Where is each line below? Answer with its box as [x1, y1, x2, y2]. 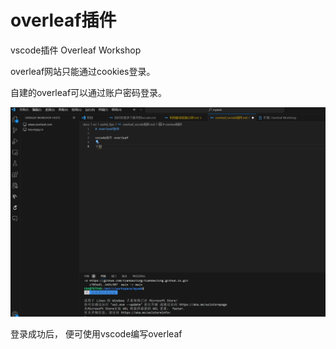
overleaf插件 [10, 9, 117, 32]
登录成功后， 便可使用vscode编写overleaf [10, 328, 183, 340]
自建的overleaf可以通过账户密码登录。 [10, 86, 168, 98]
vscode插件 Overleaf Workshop [10, 44, 142, 56]
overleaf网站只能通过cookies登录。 [10, 65, 156, 77]
